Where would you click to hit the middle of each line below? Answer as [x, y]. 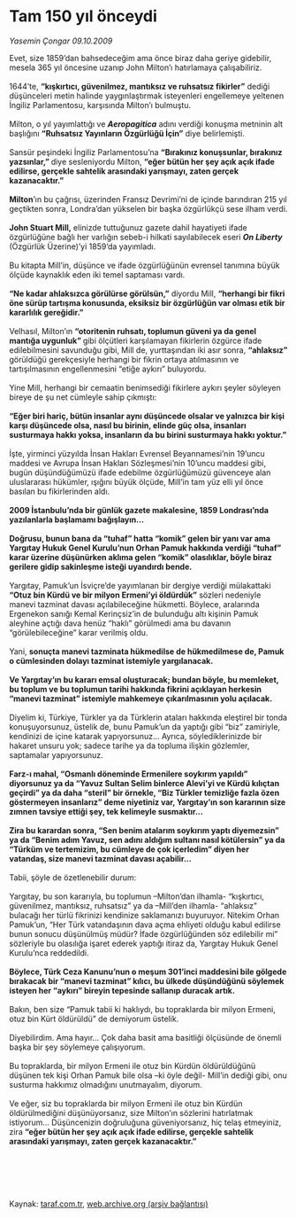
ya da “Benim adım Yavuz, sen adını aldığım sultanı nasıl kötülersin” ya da [147, 839]
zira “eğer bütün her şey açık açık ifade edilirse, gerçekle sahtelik [132, 1131]
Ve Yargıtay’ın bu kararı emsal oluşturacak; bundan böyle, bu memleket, [144, 679]
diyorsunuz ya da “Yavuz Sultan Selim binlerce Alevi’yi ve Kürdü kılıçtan [144, 783]
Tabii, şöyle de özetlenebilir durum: [73, 877]
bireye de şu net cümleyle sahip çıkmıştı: [83, 397]
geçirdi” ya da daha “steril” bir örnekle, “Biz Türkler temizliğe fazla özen [144, 792]
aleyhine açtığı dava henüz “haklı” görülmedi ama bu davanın [120, 623]
